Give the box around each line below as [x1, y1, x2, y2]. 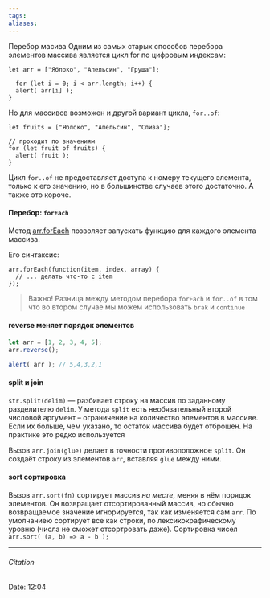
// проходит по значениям [8, 137, 95, 145]
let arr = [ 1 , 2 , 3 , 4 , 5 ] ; [8, 338, 103, 346]
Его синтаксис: [8, 250, 60, 260]
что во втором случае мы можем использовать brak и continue [27, 302, 246, 312]
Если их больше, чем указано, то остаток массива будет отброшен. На [8, 421, 253, 431]
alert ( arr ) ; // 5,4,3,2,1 [8, 360, 103, 368]
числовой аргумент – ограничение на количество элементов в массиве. [8, 412, 259, 422]
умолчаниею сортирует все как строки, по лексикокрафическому [8, 515, 236, 525]
